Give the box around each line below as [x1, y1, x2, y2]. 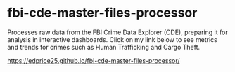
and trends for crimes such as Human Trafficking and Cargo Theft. [7, 43, 201, 51]
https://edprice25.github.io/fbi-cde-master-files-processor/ [7, 56, 181, 64]
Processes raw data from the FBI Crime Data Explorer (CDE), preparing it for [7, 28, 228, 36]
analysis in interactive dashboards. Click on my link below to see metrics [7, 35, 218, 43]
